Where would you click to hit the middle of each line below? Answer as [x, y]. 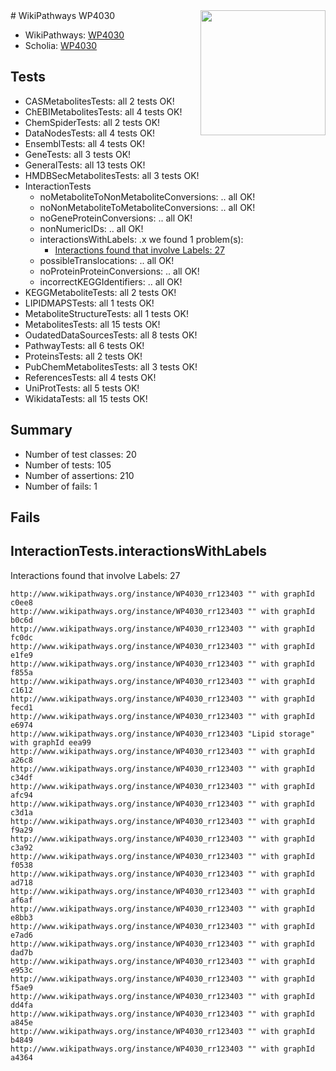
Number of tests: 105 [68, 465]
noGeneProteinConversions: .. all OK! [116, 218]
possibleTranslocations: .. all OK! [107, 260]
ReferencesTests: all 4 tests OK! [90, 377]
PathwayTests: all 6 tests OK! [84, 345]
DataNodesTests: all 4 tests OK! [90, 133]
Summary [41, 430]
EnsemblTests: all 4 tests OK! [85, 143]
